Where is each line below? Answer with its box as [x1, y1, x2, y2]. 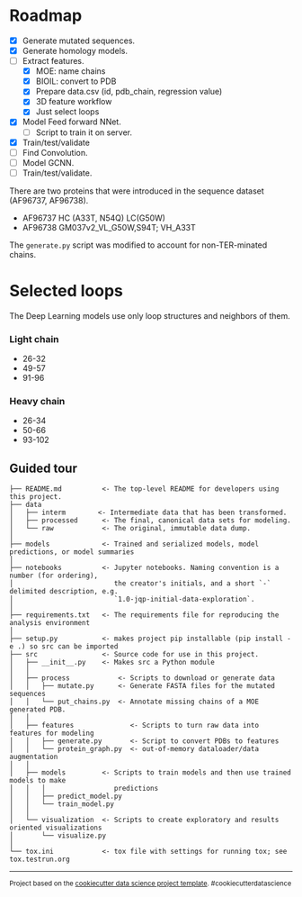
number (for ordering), [9, 571, 99, 581]
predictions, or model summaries [9, 548, 135, 557]
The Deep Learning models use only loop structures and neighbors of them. [9, 310, 290, 321]
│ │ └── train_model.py [9, 800, 115, 809]
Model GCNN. [22, 157, 75, 168]
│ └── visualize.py [9, 831, 106, 840]
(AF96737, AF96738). [9, 195, 89, 205]
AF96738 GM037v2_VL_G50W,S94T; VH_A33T [22, 222, 196, 232]
